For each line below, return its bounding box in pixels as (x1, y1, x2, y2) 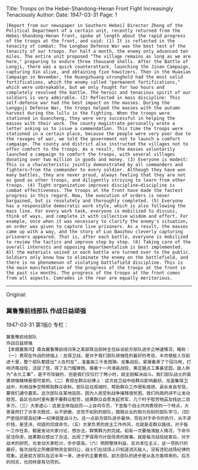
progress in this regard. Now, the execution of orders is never (6, 193, 170, 198)
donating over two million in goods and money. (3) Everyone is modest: (6, 157, 189, 163)
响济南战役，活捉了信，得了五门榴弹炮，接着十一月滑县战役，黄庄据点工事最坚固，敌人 (6, 365, 186, 372)
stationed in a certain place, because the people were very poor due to (6, 131, 192, 137)
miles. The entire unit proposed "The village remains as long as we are (6, 54, 192, 59)
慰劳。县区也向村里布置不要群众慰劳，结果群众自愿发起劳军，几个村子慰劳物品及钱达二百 (6, 397, 190, 403)
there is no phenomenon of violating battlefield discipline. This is (6, 260, 183, 266)
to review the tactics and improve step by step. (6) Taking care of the (6, 239, 192, 245)
